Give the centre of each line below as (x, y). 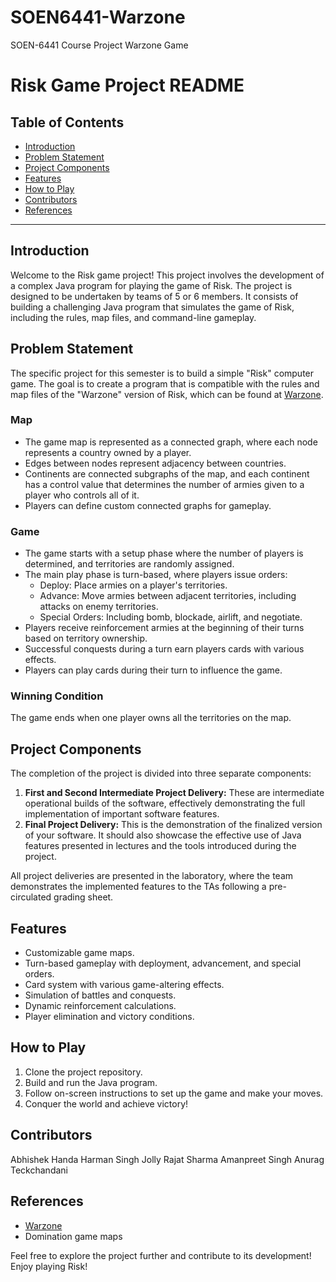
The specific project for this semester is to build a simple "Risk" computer (162, 373)
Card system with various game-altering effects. (124, 985)
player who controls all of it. (82, 495)
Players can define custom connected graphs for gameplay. (148, 505)
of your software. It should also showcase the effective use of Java (163, 835)
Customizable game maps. (79, 953)
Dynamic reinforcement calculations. (100, 1006)
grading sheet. (83, 897)
